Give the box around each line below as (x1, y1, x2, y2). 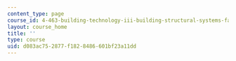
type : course (7, 36, 46, 43)
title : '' (7, 29, 37, 37)
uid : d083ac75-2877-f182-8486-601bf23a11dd (7, 43, 137, 50)
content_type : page (7, 10, 65, 18)
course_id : (7, 17, 39, 24)
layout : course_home (7, 23, 68, 30)
